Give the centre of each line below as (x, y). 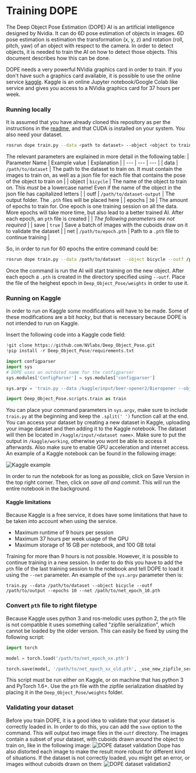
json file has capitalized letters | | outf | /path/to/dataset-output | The (90, 194)
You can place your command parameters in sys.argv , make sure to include (97, 410)
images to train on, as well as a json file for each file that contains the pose (96, 175)
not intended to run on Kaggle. (43, 324)
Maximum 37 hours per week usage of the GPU (71, 539)
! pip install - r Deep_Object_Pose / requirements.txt (70, 351)
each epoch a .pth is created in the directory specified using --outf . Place (96, 277)
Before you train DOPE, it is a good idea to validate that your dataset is (90, 720)
